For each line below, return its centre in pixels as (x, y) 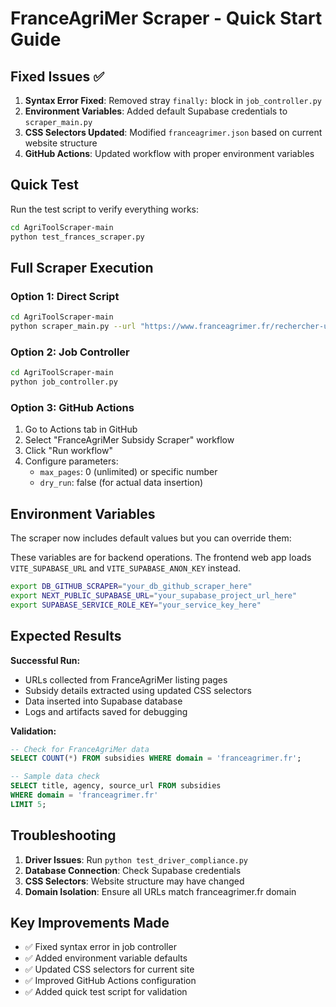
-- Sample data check (55, 777)
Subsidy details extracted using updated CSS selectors (138, 690)
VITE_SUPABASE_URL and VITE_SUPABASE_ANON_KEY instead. (125, 568)
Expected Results (66, 636)
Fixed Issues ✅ (57, 76)
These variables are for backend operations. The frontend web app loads (161, 558)
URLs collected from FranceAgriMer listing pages (126, 679)
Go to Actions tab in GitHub (81, 429)
